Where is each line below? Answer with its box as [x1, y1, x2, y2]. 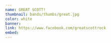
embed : [5, 30, 19, 35]
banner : [5, 21, 21, 26]
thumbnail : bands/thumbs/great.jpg [5, 12, 79, 17]
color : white [5, 16, 32, 21]
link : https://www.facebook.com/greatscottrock [5, 26, 106, 31]
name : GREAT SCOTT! [5, 7, 46, 12]
